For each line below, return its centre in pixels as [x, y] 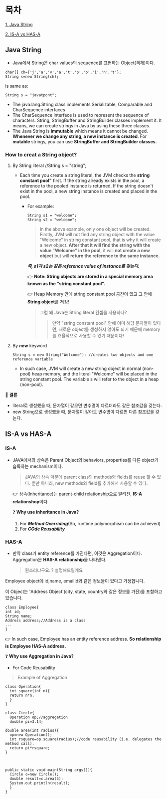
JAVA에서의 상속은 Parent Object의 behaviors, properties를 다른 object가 [85, 460]
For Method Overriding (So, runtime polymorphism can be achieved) [90, 523]
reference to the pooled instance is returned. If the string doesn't [86, 186]
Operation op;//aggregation [39, 717]
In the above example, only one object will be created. [95, 229]
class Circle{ [20, 713]
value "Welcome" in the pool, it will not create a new [95, 251]
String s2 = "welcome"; [52, 220]
